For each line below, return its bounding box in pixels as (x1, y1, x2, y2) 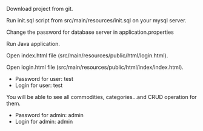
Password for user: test (15, 75, 74, 82)
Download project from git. (6, 5, 73, 12)
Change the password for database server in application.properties (6, 28, 174, 36)
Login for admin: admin (15, 118, 73, 125)
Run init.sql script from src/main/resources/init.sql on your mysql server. (6, 17, 187, 24)
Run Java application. (6, 40, 61, 47)
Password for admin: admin (15, 112, 84, 118)
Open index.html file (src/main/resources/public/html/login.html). (6, 52, 168, 59)
